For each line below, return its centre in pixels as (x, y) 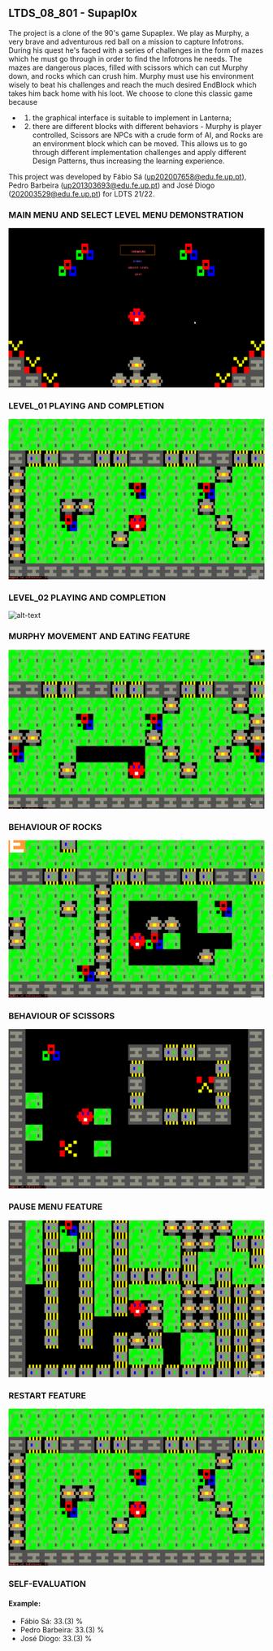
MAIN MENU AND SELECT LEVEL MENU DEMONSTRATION (126, 214)
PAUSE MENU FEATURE (56, 1207)
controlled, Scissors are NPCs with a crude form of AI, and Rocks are (148, 135)
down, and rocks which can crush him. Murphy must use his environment (131, 76)
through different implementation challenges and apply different (139, 152)
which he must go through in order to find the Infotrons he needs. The (125, 58)
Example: (25, 1603)
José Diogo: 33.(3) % (56, 1639)
